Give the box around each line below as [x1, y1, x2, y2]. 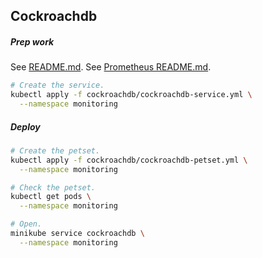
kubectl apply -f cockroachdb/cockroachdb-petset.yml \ [10, 155, 248, 165]
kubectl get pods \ [10, 192, 92, 202]
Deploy [10, 120, 41, 133]
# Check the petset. [10, 182, 97, 193]
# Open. [10, 219, 43, 229]
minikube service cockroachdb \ [10, 229, 145, 239]
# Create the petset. [10, 145, 101, 156]
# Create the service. [10, 80, 105, 91]
